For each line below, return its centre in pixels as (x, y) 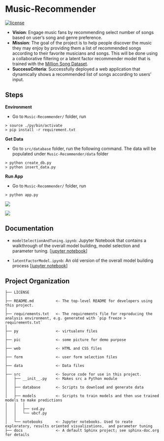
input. (18, 79)
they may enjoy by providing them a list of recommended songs (77, 48)
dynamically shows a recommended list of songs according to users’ (82, 74)
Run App (14, 176)
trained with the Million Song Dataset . (50, 64)
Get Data (14, 139)
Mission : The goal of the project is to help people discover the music (82, 42)
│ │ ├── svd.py (25, 409)
